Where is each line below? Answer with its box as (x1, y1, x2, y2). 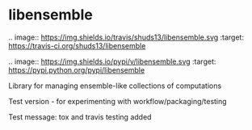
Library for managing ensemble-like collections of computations (8, 81, 222, 90)
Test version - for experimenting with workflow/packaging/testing (8, 96, 228, 106)
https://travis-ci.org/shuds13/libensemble (8, 40, 146, 50)
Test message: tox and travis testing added (8, 111, 152, 122)
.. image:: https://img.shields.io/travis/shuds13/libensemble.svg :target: (8, 32, 245, 42)
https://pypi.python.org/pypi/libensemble (8, 65, 145, 74)
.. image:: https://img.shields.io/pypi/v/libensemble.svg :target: (8, 57, 216, 66)
